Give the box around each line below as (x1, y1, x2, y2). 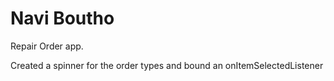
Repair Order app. (10, 40, 84, 52)
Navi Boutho (10, 7, 115, 30)
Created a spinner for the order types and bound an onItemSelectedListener (10, 59, 324, 71)
